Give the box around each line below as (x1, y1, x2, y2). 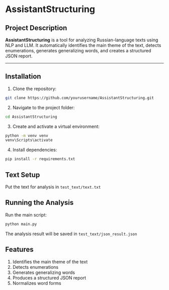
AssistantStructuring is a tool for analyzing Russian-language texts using (5, 37, 158, 43)
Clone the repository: (12, 86, 57, 92)
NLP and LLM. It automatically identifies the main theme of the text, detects (5, 42, 161, 48)
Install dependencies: (12, 147, 57, 153)
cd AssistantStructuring (5, 114, 57, 119)
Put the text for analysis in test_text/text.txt (5, 184, 101, 190)
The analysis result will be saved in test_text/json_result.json (5, 231, 137, 237)
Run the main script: (5, 211, 47, 217)
